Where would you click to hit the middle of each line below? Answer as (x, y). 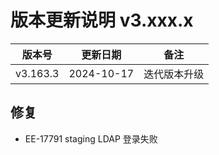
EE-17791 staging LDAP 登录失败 (91, 138)
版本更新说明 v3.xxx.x (102, 20)
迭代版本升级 (174, 74)
